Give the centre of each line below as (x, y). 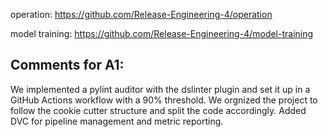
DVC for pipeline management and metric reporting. (117, 121)
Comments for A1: (67, 65)
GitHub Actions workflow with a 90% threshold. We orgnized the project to (164, 100)
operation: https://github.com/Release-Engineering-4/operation (141, 14)
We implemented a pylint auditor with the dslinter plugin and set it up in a (160, 89)
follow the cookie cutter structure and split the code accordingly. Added (158, 110)
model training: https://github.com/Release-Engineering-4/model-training (162, 33)
